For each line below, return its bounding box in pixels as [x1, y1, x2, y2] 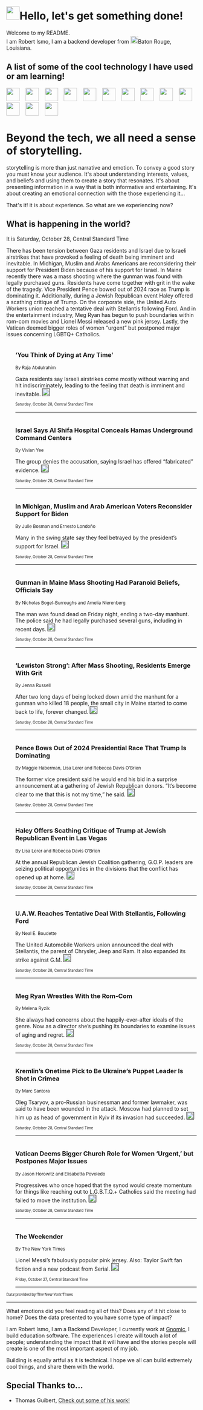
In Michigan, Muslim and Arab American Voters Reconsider [14, 502, 193, 511]
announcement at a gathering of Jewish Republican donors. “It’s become [14, 782, 197, 790]
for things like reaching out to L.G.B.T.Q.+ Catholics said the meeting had [14, 1188, 196, 1195]
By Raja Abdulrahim [14, 364, 56, 371]
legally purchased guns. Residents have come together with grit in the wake [6, 279, 195, 286]
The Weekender [14, 1232, 63, 1240]
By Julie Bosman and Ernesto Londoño [14, 524, 95, 530]
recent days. [14, 625, 47, 633]
